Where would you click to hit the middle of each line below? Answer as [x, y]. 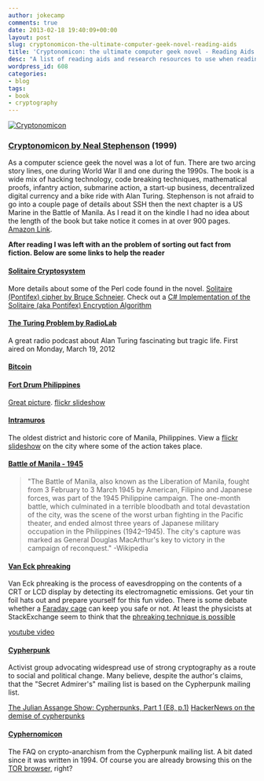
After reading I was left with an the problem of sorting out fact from [120, 245]
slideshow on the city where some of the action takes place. [105, 446]
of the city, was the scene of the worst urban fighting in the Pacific [135, 515]
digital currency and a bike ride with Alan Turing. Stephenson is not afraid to [131, 196]
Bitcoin [20, 367]
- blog [19, 81]
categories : [27, 74]
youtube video [31, 632]
